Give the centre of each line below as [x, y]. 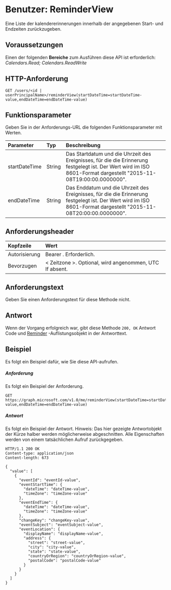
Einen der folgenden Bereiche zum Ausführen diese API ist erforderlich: [81, 57]
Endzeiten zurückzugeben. [34, 29]
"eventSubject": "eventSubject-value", [61, 525]
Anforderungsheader [40, 231]
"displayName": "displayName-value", [63, 534]
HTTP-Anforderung [37, 79]
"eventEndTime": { [38, 502]
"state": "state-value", [54, 551]
